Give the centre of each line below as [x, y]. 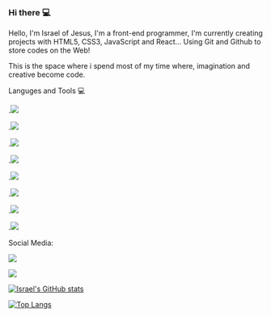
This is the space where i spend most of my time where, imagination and [129, 66]
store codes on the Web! [49, 50]
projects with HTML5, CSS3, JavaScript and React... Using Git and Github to [135, 42]
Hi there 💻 [30, 12]
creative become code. [47, 74]
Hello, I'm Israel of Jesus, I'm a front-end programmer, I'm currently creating [135, 33]
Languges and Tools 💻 [47, 91]
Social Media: [31, 243]
